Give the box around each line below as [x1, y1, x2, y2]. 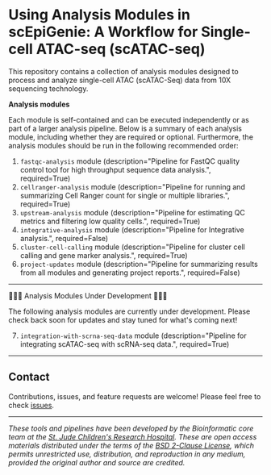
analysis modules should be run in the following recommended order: [8, 140, 240, 150]
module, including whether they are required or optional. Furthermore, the [8, 131, 254, 142]
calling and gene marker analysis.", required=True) [19, 250, 188, 260]
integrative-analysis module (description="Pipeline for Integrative [19, 224, 244, 235]
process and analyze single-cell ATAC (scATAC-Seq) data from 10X [8, 75, 231, 85]
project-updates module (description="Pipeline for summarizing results [19, 259, 258, 269]
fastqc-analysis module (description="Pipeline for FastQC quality [19, 156, 240, 166]
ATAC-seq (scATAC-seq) [35, 40, 206, 58]
